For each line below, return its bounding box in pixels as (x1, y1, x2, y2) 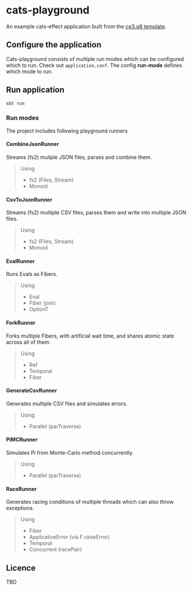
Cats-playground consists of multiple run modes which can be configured (6, 55, 184, 62)
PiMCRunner (6, 436, 38, 443)
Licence (6, 563, 36, 573)
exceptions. (6, 504, 34, 511)
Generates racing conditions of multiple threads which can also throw (6, 499, 174, 506)
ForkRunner (6, 319, 36, 326)
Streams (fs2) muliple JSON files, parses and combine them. (6, 154, 152, 161)
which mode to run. (6, 68, 53, 75)
